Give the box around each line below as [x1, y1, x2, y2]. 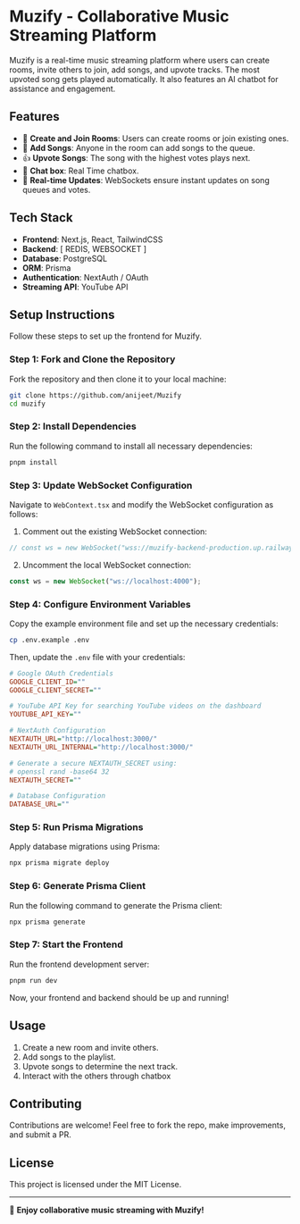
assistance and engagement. [9, 83, 116, 94]
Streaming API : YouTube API [21, 281, 129, 292]
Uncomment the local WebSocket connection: [21, 559, 192, 570]
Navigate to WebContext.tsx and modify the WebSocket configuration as [9, 499, 274, 510]
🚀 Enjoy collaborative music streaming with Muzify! [9, 1204, 204, 1216]
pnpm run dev [9, 976, 58, 985]
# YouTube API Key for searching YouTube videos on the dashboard [9, 701, 262, 711]
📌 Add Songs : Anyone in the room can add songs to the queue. [21, 142, 256, 153]
